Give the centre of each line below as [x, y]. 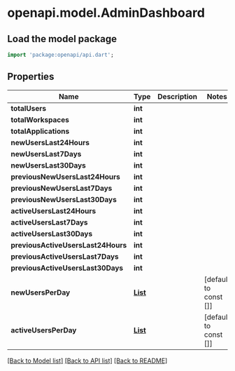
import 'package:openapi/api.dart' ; [60, 55]
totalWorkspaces [40, 119]
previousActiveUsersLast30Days [67, 268]
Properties [31, 77]
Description [177, 96]
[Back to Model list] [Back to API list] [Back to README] [87, 360]
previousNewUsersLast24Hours [65, 177]
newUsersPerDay [41, 292]
